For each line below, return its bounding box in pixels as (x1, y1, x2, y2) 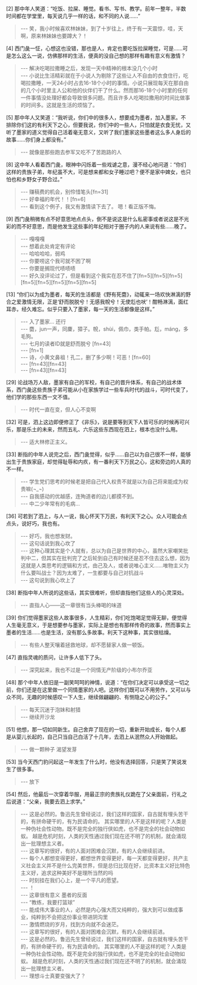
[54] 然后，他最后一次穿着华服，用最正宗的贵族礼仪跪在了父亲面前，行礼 (6, 791, 182, 797)
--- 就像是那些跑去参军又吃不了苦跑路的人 (20, 149, 122, 155)
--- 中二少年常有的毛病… (20, 500, 80, 507)
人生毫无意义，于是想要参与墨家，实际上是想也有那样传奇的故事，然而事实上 (6, 621, 191, 628)
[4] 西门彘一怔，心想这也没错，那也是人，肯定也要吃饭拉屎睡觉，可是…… (6, 45, 183, 52)
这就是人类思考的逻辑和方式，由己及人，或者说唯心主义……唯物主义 (20, 562, 184, 569)
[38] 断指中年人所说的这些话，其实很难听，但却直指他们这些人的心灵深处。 (6, 589, 188, 596)
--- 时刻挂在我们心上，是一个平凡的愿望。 (20, 877, 122, 884)
